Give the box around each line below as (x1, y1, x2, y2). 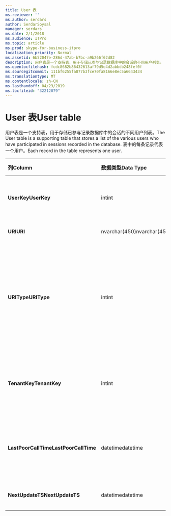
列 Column (8, 164, 33, 171)
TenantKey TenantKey (8, 380, 62, 387)
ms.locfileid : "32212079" (5, 88, 60, 93)
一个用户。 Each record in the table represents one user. (5, 148, 122, 154)
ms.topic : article (5, 41, 44, 46)
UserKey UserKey (8, 194, 51, 202)
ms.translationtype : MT (5, 74, 56, 79)
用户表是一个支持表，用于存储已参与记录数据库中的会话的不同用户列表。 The (5, 130, 165, 136)
